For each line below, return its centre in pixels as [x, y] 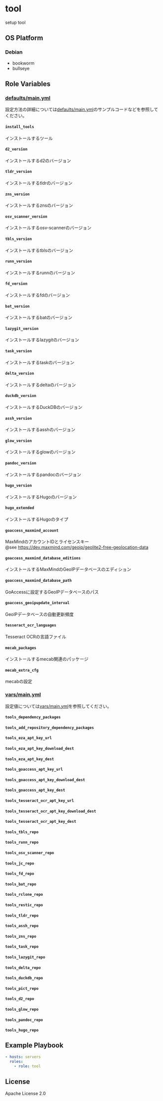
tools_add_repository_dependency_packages [50, 728]
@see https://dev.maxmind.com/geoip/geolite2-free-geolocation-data [77, 548]
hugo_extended [20, 508]
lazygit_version [22, 328]
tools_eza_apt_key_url [28, 738]
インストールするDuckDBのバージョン [44, 407]
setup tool [15, 22]
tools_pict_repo [22, 988]
